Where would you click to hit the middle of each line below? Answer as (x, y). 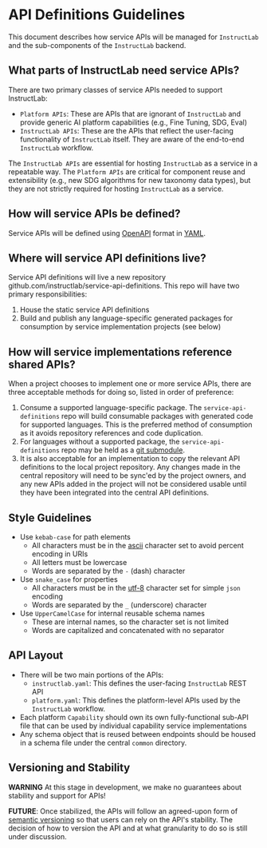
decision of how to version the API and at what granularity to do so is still (128, 828)
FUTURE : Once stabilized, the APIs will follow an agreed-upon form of (123, 811)
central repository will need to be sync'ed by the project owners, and (133, 476)
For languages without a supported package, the (100, 442)
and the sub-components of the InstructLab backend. (97, 45)
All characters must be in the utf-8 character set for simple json (136, 588)
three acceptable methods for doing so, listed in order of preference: (121, 392)
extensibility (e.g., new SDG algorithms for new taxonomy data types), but (130, 180)
